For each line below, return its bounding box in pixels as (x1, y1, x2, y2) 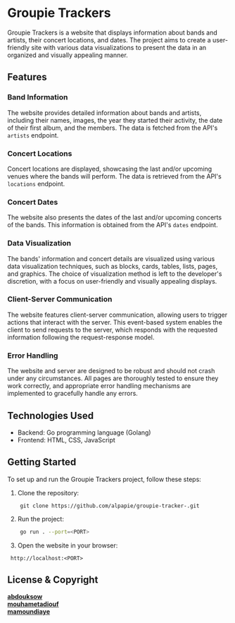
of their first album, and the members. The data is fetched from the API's (7, 123, 218, 132)
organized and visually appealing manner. (7, 51, 128, 59)
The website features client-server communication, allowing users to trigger (7, 310, 228, 319)
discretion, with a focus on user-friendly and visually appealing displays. (7, 277, 217, 285)
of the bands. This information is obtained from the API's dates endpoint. (7, 221, 218, 229)
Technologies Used (7, 409, 94, 421)
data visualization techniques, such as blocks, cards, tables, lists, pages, (7, 262, 218, 270)
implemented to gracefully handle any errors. (7, 389, 139, 398)
